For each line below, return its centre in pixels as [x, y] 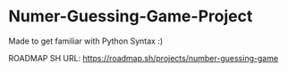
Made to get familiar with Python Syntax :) [86, 41]
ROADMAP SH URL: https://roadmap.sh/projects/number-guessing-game [144, 58]
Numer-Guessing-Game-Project [131, 16]
